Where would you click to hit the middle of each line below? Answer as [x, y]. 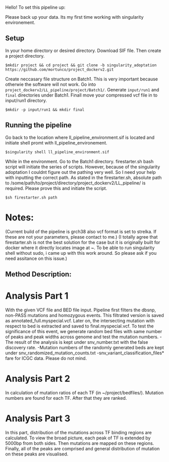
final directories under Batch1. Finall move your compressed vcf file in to [81, 95]
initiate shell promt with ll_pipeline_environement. [56, 143]
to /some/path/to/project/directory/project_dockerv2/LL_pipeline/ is [75, 183]
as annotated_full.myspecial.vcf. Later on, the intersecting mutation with [80, 320]
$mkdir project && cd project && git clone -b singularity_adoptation [81, 65]
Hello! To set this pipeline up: [35, 7]
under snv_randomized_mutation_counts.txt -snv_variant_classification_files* [85, 353]
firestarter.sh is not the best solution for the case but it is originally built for [83, 242]
